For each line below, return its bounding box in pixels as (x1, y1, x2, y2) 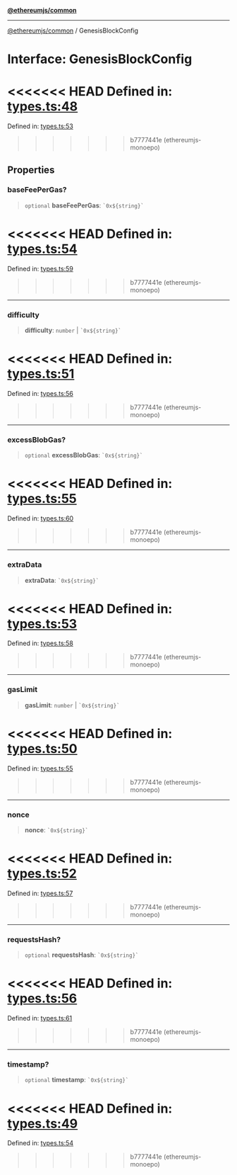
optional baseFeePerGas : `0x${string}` (24, 201, 145, 210)
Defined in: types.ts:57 (7, 889, 73, 897)
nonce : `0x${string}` (24, 825, 89, 834)
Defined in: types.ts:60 (7, 514, 74, 523)
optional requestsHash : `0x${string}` (24, 950, 139, 959)
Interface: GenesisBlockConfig (7, 51, 193, 67)
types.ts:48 (7, 98, 78, 115)
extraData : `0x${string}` (24, 576, 99, 584)
